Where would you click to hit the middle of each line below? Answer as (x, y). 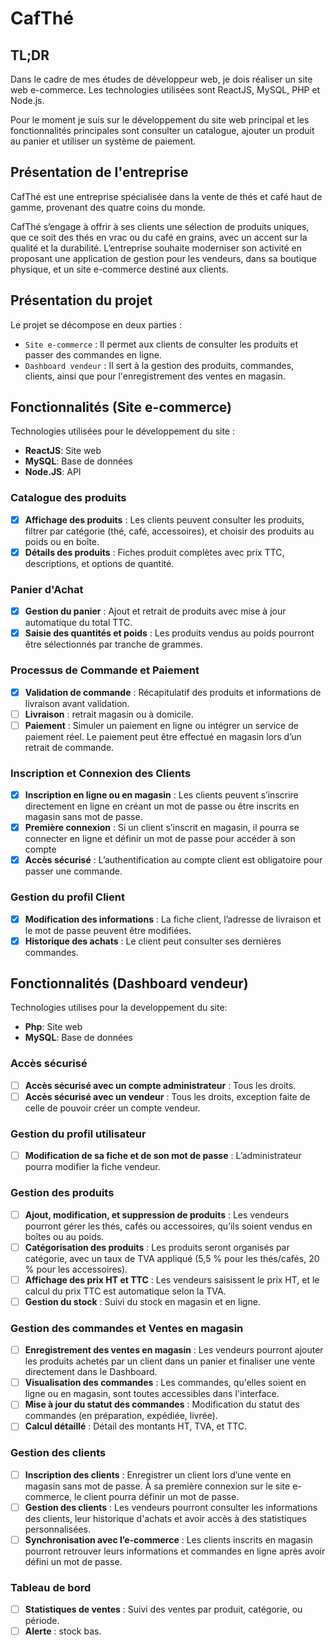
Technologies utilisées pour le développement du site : (122, 431)
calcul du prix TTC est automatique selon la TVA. (125, 1291)
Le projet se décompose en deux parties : (96, 324)
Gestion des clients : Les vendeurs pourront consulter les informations (171, 1507)
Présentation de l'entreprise (99, 172)
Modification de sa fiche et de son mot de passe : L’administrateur (163, 1156)
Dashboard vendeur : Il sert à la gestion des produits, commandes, (159, 365)
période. (42, 1621)
